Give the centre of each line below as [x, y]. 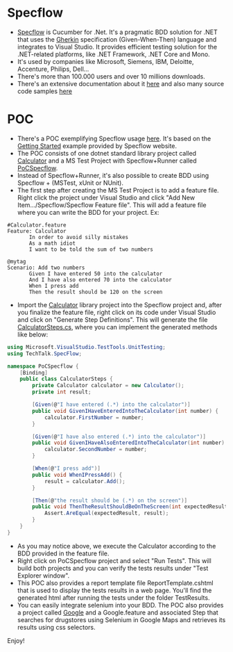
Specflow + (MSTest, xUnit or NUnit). [70, 183]
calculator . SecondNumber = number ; [96, 450]
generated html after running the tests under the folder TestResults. [113, 597]
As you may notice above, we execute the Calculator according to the [116, 546]
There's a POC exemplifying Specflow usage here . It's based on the [114, 138]
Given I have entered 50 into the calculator [96, 274]
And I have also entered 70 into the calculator [100, 279]
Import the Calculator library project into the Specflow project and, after [120, 304]
